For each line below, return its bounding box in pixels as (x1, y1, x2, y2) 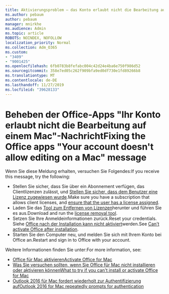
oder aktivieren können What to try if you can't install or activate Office (12, 267, 158, 273)
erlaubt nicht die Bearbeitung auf (5, 120, 147, 131)
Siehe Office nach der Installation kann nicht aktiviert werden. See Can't (12, 221, 159, 227)
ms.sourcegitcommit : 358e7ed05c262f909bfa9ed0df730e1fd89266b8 (5, 69, 141, 74)
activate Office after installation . (12, 226, 79, 232)
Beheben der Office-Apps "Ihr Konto (5, 109, 161, 120)
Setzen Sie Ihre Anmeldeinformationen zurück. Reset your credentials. (12, 215, 157, 222)
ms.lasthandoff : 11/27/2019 (5, 82, 64, 87)
